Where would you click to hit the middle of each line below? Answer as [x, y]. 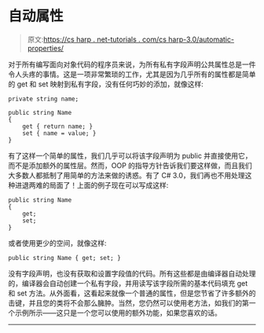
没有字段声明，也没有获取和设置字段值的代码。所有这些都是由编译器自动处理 [132, 273]
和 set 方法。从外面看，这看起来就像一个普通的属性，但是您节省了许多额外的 [132, 293]
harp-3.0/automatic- [201, 39]
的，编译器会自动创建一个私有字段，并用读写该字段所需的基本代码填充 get [128, 283]
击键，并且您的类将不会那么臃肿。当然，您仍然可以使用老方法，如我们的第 [128, 302]
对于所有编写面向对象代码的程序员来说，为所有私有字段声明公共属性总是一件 [132, 64]
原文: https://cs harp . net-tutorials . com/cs [97, 39]
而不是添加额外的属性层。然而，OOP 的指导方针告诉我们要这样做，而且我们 [130, 165]
